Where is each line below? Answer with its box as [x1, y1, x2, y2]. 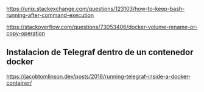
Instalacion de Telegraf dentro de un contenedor [6, 47, 194, 57]
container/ [6, 79, 32, 87]
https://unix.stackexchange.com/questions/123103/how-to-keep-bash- [6, 5, 185, 12]
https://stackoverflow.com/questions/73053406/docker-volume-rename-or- [6, 24, 198, 30]
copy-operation [6, 30, 46, 37]
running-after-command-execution [6, 11, 94, 19]
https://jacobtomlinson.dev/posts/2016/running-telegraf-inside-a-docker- [6, 73, 191, 80]
